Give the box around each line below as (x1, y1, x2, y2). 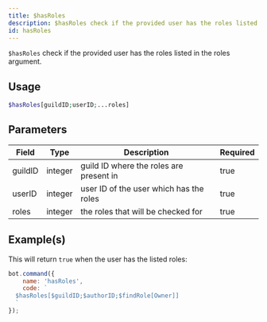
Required (219, 147, 255, 158)
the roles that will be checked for (80, 206, 203, 217)
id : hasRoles (8, 26, 52, 34)
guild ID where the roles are (80, 160, 184, 171)
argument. (8, 57, 42, 66)
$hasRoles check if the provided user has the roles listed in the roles (8, 49, 230, 58)
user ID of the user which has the (80, 183, 204, 194)
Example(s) (8, 233, 66, 247)
